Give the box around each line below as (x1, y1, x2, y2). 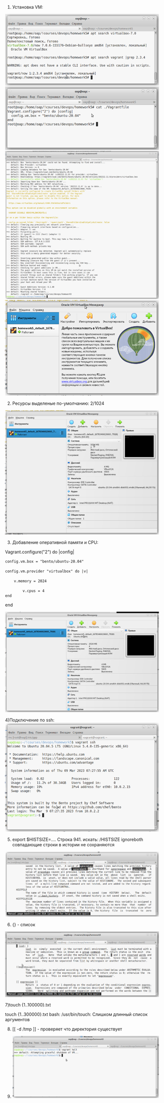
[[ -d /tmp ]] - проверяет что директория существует (12, 1026, 123, 1032)
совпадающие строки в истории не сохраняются (12, 842, 115, 848)
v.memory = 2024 (14, 579, 47, 584)
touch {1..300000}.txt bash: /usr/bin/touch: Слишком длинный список (5, 1011, 148, 1017)
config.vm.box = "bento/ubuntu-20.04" (5, 559, 84, 564)
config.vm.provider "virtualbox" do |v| (5, 569, 89, 574)
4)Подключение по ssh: (5, 717, 55, 723)
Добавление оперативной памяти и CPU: (12, 539, 99, 545)
